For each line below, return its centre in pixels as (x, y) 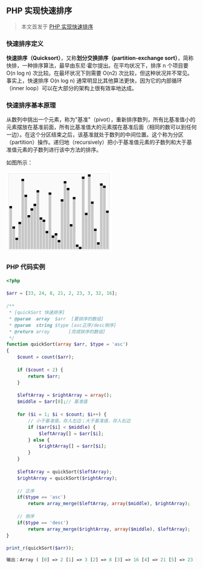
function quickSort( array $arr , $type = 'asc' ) (67, 344)
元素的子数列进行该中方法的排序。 (59, 150)
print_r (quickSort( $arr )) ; (40, 548)
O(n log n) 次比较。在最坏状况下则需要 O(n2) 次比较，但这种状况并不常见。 (100, 73)
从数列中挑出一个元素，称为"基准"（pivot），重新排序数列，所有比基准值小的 (101, 120)
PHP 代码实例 (26, 267)
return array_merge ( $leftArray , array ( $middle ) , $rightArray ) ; (109, 504)
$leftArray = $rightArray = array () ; (65, 395)
